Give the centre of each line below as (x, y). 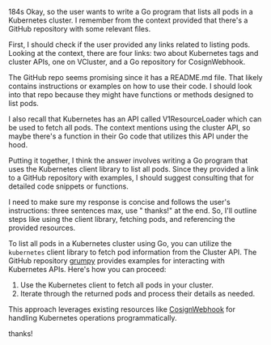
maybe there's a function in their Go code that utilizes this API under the (128, 136)
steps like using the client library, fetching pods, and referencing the (122, 219)
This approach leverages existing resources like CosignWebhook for (122, 309)
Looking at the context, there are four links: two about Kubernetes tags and (133, 53)
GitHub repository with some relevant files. (80, 29)
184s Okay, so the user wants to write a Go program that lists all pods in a (131, 12)
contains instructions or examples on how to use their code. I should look (130, 86)
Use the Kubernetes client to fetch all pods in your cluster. (117, 285)
